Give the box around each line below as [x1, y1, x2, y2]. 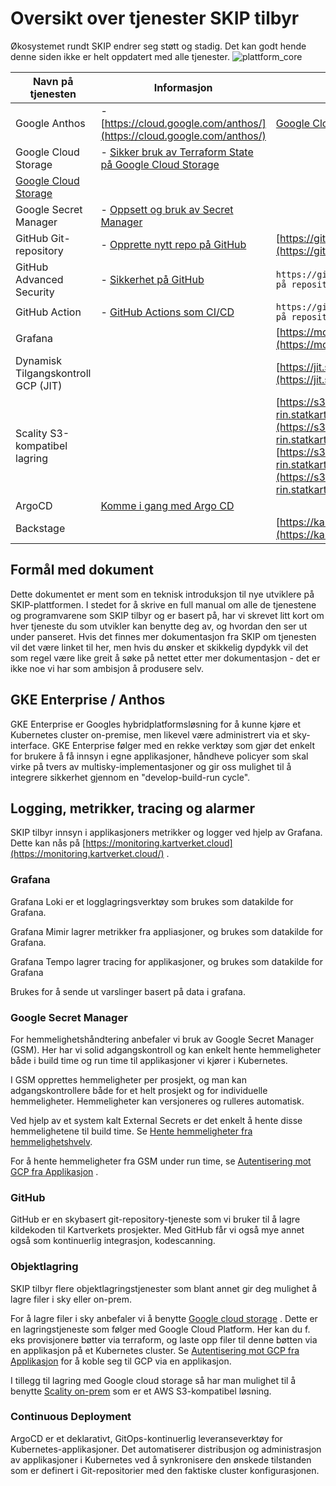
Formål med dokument [10, 562, 155, 579]
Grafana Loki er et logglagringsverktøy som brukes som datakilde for [10, 895, 294, 907]
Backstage [15, 521, 66, 535]
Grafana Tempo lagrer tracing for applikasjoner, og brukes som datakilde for [10, 955, 323, 967]
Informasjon [153, 80, 213, 94]
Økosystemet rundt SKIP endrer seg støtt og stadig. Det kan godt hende [10, 40, 307, 52]
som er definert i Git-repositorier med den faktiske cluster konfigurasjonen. [10, 1464, 320, 1476]
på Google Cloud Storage [100, 157, 220, 171]
